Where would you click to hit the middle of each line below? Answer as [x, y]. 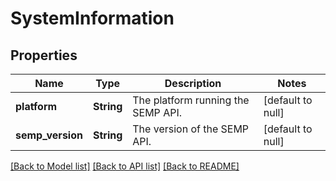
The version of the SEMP [191, 129]
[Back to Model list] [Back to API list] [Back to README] [125, 166]
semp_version [49, 135]
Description [193, 83]
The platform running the [191, 100]
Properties [44, 55]
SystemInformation [92, 18]
